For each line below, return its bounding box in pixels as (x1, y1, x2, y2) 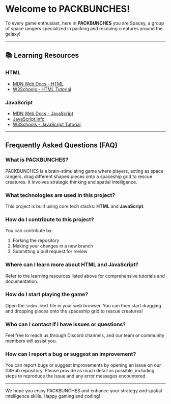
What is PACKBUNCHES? (5, 156, 69, 164)
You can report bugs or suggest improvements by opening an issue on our (5, 362, 161, 368)
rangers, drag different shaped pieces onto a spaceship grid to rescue (5, 173, 153, 179)
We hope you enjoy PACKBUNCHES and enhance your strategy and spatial (5, 388, 162, 394)
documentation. (5, 278, 39, 284)
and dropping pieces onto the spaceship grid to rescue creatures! (5, 308, 143, 314)
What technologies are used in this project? (5, 191, 116, 198)
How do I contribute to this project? (5, 216, 94, 223)
